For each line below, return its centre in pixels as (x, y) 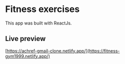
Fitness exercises (42, 9)
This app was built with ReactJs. (38, 23)
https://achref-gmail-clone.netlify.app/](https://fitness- (63, 50)
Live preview (25, 39)
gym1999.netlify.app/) (28, 56)
